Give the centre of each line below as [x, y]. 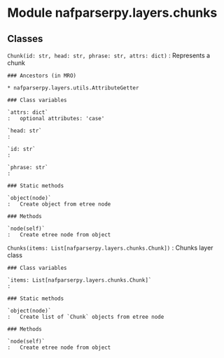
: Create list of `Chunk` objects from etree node [86, 317]
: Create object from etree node [59, 204]
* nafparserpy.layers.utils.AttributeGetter [73, 88]
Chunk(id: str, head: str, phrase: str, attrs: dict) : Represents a [109, 55]
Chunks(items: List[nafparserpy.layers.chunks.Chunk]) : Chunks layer [110, 248]
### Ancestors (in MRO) [42, 76]
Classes [25, 39]
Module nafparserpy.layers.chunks [112, 13]
